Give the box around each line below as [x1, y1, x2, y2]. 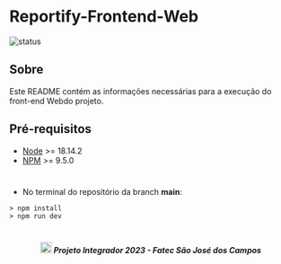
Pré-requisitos [9, 121, 92, 136]
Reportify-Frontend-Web [9, 6, 199, 27]
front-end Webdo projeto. [9, 95, 104, 106]
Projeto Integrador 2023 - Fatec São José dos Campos [53, 244, 262, 255]
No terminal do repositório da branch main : [22, 186, 182, 197]
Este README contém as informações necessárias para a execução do [9, 85, 272, 96]
